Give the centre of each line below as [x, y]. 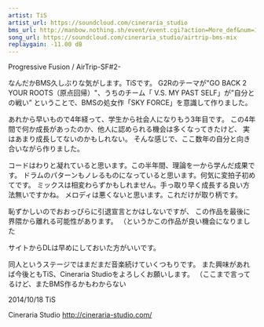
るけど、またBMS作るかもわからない [68, 284]
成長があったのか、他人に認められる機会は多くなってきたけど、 [138, 129]
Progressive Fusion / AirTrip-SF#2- [65, 67]
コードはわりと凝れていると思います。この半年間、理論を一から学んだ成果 [128, 165]
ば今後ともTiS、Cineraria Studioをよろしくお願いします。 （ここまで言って [130, 274]
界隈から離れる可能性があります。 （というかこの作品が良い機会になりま [126, 221]
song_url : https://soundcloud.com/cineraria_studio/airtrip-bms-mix [123, 37]
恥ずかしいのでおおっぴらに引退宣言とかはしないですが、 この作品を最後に [129, 212]
